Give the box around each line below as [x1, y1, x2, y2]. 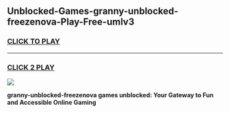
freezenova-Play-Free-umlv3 [7, 16, 135, 28]
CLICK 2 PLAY [7, 62, 55, 72]
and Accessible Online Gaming [7, 98, 97, 106]
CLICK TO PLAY [7, 37, 60, 47]
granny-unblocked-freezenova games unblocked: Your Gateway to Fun [7, 90, 214, 99]
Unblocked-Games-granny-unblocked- [7, 5, 179, 17]
